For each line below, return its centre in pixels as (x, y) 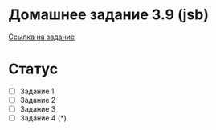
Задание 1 (37, 91)
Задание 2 (38, 100)
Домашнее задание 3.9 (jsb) (108, 15)
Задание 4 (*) (43, 118)
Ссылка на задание (41, 37)
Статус (33, 69)
